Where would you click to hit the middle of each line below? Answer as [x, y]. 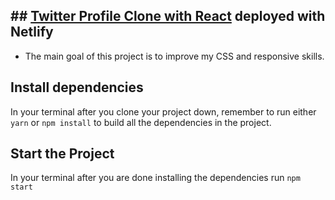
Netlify [32, 32]
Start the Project [62, 154]
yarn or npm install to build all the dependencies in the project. [141, 122]
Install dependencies [77, 87]
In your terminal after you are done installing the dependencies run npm [155, 178]
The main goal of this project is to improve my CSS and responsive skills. [174, 56]
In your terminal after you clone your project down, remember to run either [163, 111]
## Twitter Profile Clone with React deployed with [168, 16]
